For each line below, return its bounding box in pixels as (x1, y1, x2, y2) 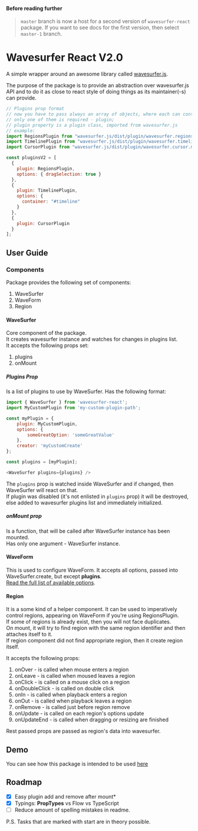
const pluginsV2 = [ (6, 155, 57, 161)
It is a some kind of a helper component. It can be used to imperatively (6, 606, 178, 613)
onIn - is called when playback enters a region (14, 691, 128, 698)
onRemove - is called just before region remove (14, 704, 130, 711)
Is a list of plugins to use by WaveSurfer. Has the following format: (6, 388, 166, 395)
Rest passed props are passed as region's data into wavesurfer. (6, 728, 161, 735)
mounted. (6, 533, 29, 540)
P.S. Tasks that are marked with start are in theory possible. (6, 818, 151, 825)
